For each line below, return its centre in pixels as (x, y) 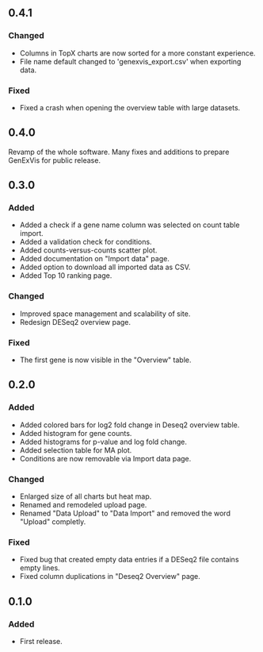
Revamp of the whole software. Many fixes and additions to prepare (119, 152)
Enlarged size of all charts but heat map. (86, 496)
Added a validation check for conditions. (86, 242)
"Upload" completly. (53, 522)
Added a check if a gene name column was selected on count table (130, 225)
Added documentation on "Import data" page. (95, 259)
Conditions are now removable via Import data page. (105, 458)
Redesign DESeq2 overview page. (75, 322)
